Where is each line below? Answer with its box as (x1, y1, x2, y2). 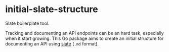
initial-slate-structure (5, 4, 99, 15)
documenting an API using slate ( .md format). (5, 40, 99, 46)
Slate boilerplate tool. (5, 20, 50, 26)
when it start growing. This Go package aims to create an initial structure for (5, 35, 164, 41)
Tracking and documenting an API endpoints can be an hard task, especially (5, 30, 164, 36)
